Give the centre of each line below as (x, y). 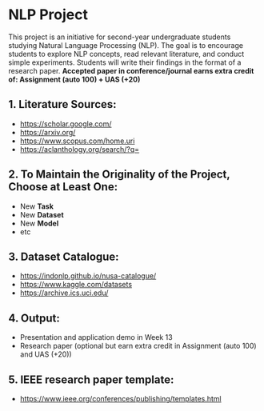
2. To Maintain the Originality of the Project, (119, 175)
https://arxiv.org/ (48, 132)
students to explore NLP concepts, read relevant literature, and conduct (126, 54)
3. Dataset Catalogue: (64, 256)
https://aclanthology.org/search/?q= (80, 149)
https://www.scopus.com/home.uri (77, 141)
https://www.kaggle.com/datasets (76, 285)
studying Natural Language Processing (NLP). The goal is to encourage (126, 45)
